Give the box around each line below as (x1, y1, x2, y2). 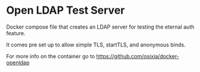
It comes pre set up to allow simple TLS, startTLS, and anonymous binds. (6, 41, 186, 48)
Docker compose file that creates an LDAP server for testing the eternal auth (6, 23, 195, 30)
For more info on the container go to (6, 52, 96, 60)
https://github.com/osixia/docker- (96, 52, 180, 60)
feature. (6, 29, 26, 36)
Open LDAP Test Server (6, 4, 125, 17)
